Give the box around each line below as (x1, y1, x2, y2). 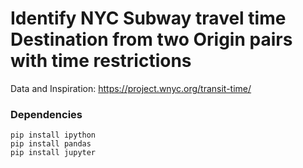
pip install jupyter (10, 148, 97, 158)
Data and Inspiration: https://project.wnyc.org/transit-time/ (10, 82, 252, 94)
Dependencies (10, 107, 83, 121)
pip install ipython (10, 130, 97, 141)
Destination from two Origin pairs (10, 28, 293, 51)
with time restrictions (10, 50, 192, 72)
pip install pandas (10, 139, 92, 149)
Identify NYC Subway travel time (10, 7, 287, 30)
